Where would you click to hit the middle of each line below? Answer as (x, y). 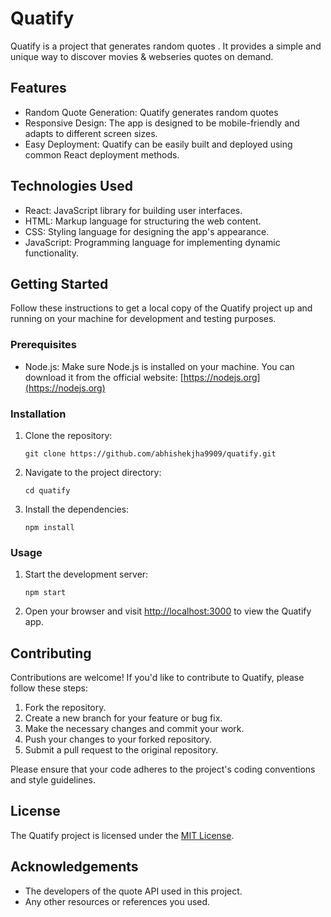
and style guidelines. (53, 780)
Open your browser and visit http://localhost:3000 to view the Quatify (168, 611)
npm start (45, 593)
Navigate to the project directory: (93, 472)
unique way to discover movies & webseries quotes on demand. (142, 56)
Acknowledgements (74, 867)
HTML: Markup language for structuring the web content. (143, 221)
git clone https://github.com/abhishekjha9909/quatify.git (150, 453)
